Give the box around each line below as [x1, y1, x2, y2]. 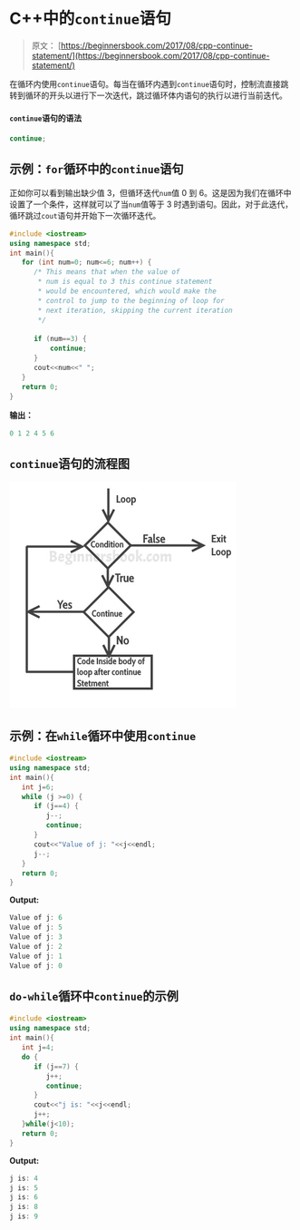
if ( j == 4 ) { [33, 802, 79, 811]
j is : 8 [9, 1203, 39, 1212]
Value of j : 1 [9, 952, 63, 961]
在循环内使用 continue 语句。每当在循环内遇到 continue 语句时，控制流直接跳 [9, 78, 289, 89]
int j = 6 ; [21, 782, 54, 792]
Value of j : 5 [9, 922, 63, 932]
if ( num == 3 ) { [33, 335, 88, 344]
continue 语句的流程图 [9, 455, 130, 472]
